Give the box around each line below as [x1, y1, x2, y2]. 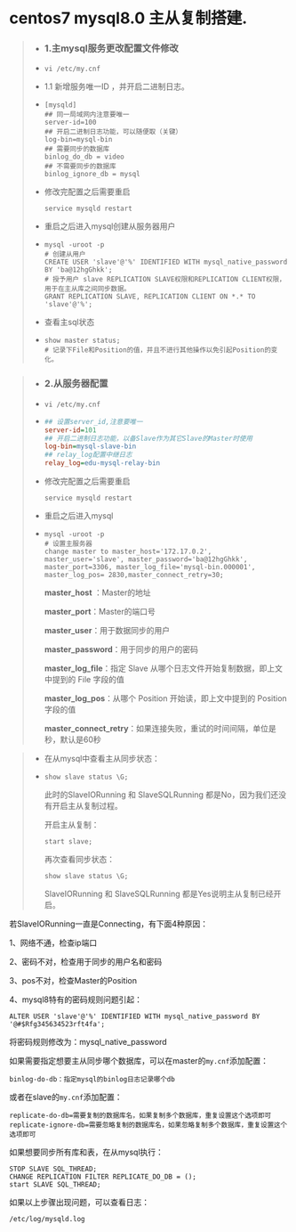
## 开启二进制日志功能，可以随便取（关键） [44, 127, 182, 136]
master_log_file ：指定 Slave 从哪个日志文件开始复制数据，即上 [44, 663, 276, 673]
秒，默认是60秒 [44, 734, 102, 745]
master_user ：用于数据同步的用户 [44, 625, 171, 636]
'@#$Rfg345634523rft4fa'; [9, 1020, 105, 1029]
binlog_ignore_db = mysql [44, 170, 140, 179]
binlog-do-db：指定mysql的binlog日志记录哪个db [9, 1075, 175, 1084]
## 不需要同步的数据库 [44, 162, 117, 171]
